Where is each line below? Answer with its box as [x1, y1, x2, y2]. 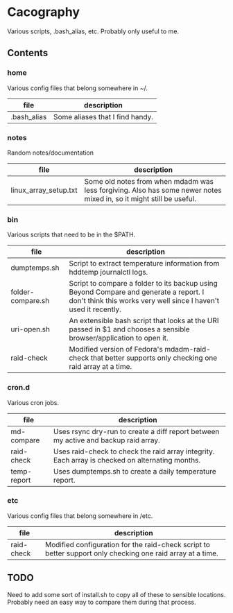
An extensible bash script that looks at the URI [69, 316, 219, 326]
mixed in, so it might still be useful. [84, 193, 196, 203]
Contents [7, 47, 49, 59]
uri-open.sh [10, 325, 51, 334]
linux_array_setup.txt [10, 185, 78, 195]
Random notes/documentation [7, 148, 94, 157]
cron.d [7, 383, 30, 392]
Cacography [7, 4, 80, 20]
